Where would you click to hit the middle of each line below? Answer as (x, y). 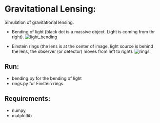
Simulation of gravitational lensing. (39, 22)
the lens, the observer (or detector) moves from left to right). (72, 51)
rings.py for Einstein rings (38, 83)
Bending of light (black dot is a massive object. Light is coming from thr (83, 31)
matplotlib (22, 115)
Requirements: (28, 99)
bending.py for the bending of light (47, 78)
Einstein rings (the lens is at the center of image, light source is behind (82, 46)
